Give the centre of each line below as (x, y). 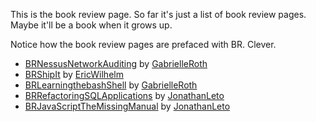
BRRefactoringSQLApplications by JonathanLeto (124, 95)
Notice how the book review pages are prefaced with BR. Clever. (143, 44)
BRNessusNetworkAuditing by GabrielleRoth (116, 63)
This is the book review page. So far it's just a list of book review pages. (158, 14)
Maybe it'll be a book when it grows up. (91, 25)
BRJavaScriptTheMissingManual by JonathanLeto (127, 106)
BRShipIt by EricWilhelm (74, 74)
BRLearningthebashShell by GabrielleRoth (111, 85)
